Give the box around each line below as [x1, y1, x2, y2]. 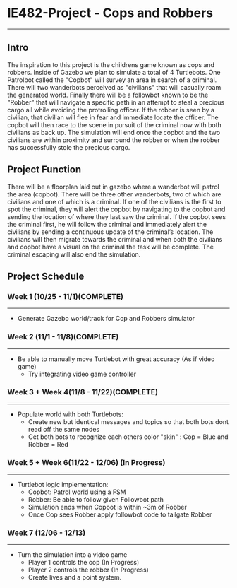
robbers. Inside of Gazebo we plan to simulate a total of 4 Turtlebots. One [7, 68, 221, 76]
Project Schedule [7, 270, 85, 282]
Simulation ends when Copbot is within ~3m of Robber [28, 503, 187, 512]
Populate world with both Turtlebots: [17, 410, 123, 418]
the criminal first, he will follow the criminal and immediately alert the [7, 220, 207, 228]
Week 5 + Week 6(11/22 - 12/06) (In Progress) [7, 457, 166, 467]
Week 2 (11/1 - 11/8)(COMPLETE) [7, 332, 119, 342]
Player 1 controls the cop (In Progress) [28, 558, 140, 567]
